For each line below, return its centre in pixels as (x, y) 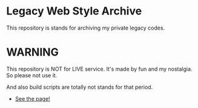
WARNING (32, 52)
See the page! (32, 98)
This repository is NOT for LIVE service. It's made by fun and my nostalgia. (99, 69)
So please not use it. (32, 75)
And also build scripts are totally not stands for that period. (80, 87)
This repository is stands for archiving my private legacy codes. (86, 28)
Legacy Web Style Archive (74, 11)
